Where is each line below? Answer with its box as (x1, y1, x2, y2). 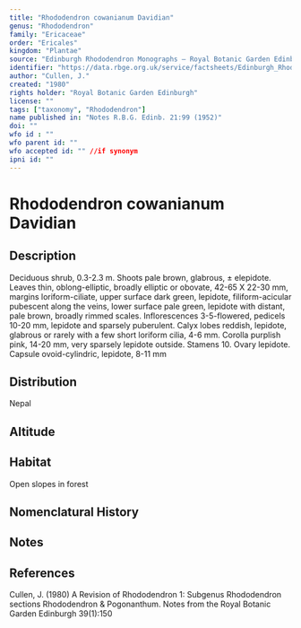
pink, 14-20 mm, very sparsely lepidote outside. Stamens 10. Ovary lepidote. (9, 338, 291, 350)
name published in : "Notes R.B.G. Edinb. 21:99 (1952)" (9, 113, 222, 122)
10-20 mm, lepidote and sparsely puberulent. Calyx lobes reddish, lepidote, (9, 319, 287, 330)
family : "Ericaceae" (9, 30, 87, 39)
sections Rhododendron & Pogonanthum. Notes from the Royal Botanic (9, 598, 271, 610)
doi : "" (9, 122, 39, 131)
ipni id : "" (9, 154, 54, 164)
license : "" (9, 96, 54, 106)
